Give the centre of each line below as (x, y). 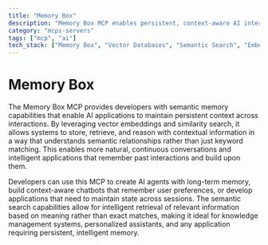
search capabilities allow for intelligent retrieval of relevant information (124, 207)
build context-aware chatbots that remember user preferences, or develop (130, 190)
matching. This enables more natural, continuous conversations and (120, 149)
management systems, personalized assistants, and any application (119, 224)
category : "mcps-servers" (51, 30)
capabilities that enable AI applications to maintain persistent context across (134, 116)
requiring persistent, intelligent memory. (74, 233)
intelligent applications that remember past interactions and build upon (124, 158)
